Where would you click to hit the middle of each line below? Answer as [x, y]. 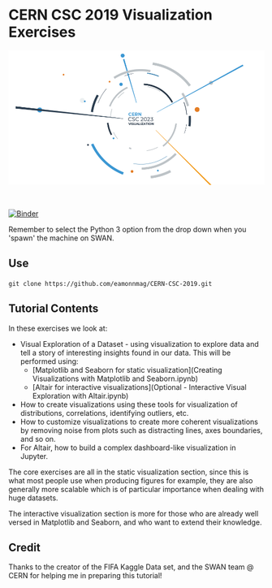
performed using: [49, 361]
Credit [24, 548]
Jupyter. [34, 456]
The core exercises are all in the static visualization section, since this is [129, 472]
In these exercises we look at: [58, 328]
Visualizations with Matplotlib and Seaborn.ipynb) [115, 378]
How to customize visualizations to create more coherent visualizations [139, 422]
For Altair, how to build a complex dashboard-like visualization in [128, 447]
